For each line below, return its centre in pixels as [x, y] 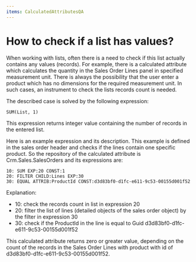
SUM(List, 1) [22, 112]
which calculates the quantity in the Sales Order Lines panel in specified [95, 70]
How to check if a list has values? [90, 41]
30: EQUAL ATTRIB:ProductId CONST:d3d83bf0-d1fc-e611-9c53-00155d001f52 [98, 181]
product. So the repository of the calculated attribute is [74, 153]
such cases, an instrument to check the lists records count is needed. [91, 90]
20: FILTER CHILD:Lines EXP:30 [45, 176]
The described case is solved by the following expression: [77, 101]
